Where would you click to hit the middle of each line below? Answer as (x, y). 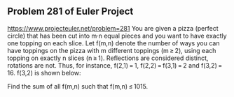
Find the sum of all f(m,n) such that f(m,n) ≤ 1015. (78, 86)
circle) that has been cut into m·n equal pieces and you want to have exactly (117, 36)
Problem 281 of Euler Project (70, 12)
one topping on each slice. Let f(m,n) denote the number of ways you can (113, 43)
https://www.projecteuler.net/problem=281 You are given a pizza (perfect (113, 28)
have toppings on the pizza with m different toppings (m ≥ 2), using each (112, 50)
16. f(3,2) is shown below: (44, 73)
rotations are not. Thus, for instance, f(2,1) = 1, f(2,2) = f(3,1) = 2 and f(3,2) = (115, 65)
